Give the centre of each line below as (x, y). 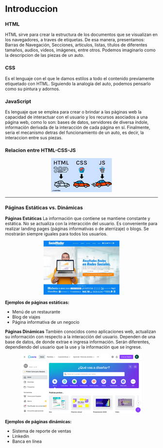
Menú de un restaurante (36, 312)
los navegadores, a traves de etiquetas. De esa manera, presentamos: (75, 40)
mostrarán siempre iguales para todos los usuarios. (56, 233)
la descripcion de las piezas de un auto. (45, 55)
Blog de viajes (26, 317)
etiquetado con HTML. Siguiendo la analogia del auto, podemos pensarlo (78, 83)
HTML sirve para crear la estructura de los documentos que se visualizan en (81, 34)
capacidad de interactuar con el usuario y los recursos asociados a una (76, 117)
